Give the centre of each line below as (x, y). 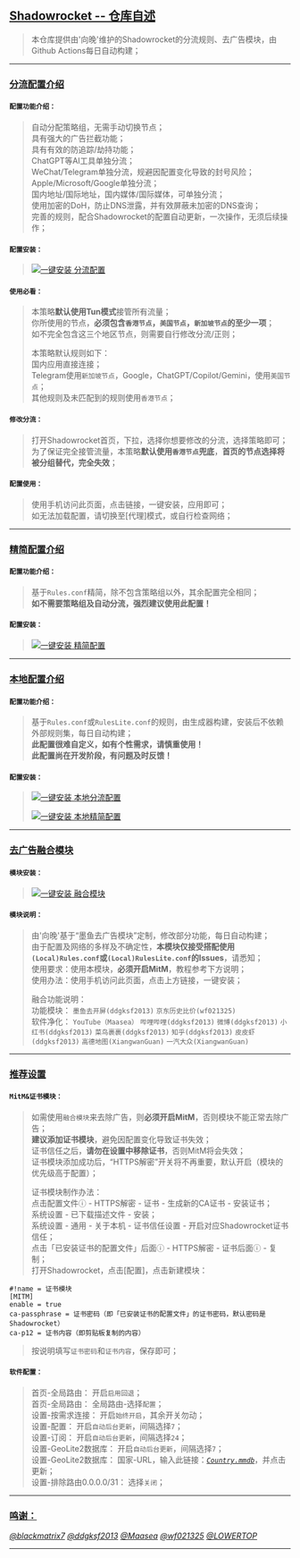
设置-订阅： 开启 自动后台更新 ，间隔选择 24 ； (109, 1437)
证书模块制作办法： (67, 1191)
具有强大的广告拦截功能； (78, 138)
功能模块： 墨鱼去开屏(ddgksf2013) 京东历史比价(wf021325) (133, 1010)
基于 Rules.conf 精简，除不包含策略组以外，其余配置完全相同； (145, 592)
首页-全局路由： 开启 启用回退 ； (87, 1393)
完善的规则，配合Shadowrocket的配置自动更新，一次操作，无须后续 (155, 216)
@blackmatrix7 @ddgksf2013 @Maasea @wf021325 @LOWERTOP (133, 1536)
